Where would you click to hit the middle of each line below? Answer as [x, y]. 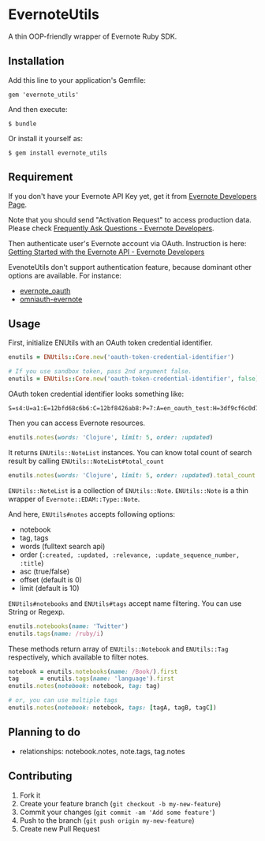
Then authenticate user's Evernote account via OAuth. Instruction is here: [127, 243]
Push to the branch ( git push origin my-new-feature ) [107, 820]
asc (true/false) [45, 571]
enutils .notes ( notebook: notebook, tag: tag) [84, 686]
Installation [36, 61]
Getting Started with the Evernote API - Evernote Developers [106, 252]
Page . [18, 204]
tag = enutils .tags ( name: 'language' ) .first [91, 679]
